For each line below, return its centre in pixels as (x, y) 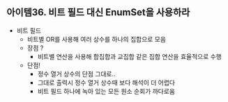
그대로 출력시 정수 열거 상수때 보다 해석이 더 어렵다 (106, 83)
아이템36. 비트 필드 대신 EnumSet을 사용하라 (98, 12)
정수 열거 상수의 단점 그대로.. (76, 74)
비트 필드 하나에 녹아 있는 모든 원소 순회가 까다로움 (106, 91)
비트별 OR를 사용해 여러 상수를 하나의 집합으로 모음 (97, 39)
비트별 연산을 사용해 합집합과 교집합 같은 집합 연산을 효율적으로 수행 (130, 56)
